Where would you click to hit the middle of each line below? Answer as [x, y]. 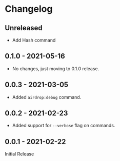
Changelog [29, 9]
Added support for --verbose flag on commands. [64, 126]
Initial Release [19, 154]
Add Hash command [34, 40]
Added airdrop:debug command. [47, 97]
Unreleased [24, 28]
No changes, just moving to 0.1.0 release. [56, 68]
